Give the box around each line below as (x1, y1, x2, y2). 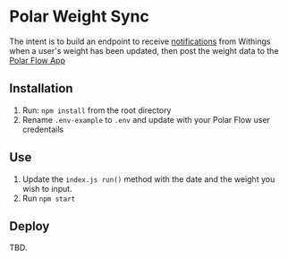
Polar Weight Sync (9, 6, 149, 27)
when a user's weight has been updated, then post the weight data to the (9, 45, 279, 56)
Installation (9, 81, 73, 96)
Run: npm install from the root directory (21, 105, 172, 116)
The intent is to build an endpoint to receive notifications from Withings (9, 36, 271, 47)
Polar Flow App (9, 55, 65, 65)
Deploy (9, 218, 50, 234)
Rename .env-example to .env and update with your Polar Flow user (21, 114, 271, 125)
